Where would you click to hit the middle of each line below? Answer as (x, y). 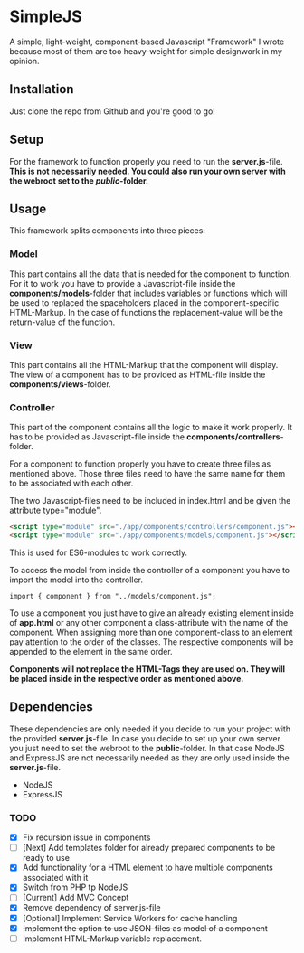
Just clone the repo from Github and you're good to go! (112, 111)
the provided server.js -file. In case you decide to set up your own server (145, 738)
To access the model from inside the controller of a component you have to (150, 571)
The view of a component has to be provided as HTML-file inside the (138, 374)
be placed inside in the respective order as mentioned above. (127, 679)
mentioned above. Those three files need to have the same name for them (147, 474)
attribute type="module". (56, 510)
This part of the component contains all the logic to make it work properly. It (151, 428)
